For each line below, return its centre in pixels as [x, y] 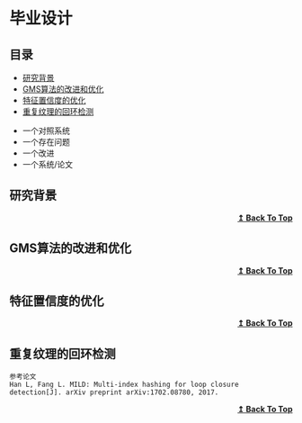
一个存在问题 [46, 142]
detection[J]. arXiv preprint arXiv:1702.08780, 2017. [114, 392]
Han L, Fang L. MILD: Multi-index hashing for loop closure [124, 385]
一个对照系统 [46, 130]
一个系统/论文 [48, 164]
